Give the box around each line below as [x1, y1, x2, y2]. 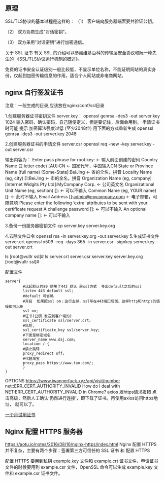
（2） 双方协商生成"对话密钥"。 [5, 29, 69, 35]
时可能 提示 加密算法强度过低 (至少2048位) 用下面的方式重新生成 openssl [5, 125, 154, 131]
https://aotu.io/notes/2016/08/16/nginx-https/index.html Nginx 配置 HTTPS [5, 442, 157, 447]
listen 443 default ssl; [23, 288, 74, 293]
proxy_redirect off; [23, 351, 65, 356]
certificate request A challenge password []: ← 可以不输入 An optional [5, 206, 147, 212]
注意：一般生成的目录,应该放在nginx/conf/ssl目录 [5, 102, 104, 108]
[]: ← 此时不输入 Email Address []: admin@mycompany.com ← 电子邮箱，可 [5, 193, 158, 199]
